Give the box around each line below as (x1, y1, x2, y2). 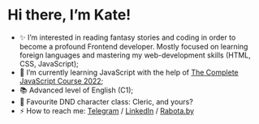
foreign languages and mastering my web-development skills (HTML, (19, 50, 251, 60)
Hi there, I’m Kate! (7, 6, 132, 24)
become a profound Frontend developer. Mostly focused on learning (19, 41, 248, 51)
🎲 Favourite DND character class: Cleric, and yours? (19, 96, 194, 106)
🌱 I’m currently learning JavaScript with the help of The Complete (19, 67, 239, 77)
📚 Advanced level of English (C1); (19, 85, 134, 95)
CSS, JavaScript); (19, 58, 79, 68)
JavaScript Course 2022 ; (19, 75, 104, 86)
